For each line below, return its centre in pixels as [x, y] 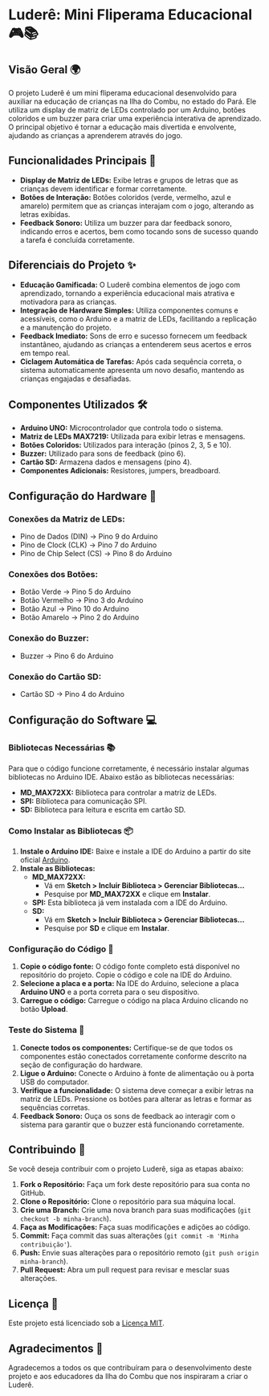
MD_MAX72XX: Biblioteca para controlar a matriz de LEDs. [118, 792]
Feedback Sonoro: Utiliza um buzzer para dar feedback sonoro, [126, 223]
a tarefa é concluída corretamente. [77, 239]
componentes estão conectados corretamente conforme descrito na [133, 1056]
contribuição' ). [46, 1244]
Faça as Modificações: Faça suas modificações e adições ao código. [135, 1227]
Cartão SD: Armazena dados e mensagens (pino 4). [106, 462]
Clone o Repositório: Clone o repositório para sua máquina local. [127, 1202]
